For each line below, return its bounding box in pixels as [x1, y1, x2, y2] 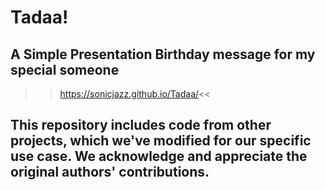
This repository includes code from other [10, 117, 272, 134]
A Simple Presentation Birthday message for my [10, 46, 316, 63]
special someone [10, 61, 120, 78]
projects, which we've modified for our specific [10, 132, 312, 150]
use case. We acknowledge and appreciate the [10, 148, 308, 165]
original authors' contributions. [10, 164, 210, 181]
